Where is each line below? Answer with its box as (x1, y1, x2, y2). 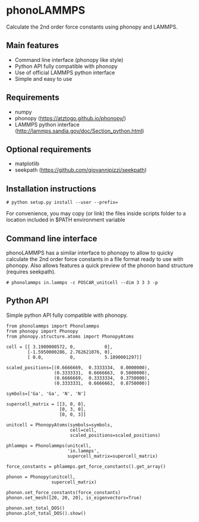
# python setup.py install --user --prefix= (6, 200, 118, 206)
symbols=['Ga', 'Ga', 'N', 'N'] (6, 391, 86, 397)
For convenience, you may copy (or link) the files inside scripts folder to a (6, 210, 186, 217)
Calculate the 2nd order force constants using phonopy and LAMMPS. (6, 23, 178, 30)
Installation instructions (6, 184, 96, 194)
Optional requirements (6, 144, 91, 155)
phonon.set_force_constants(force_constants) (6, 489, 121, 495)
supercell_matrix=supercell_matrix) (67, 453, 159, 459)
